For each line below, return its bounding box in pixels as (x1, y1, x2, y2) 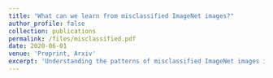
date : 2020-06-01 (8, 42, 67, 50)
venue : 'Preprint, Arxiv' (8, 50, 96, 58)
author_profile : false (8, 19, 85, 28)
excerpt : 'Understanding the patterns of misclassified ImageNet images (8, 58, 260, 66)
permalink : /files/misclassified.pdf (8, 34, 136, 43)
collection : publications (8, 27, 96, 35)
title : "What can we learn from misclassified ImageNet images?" (8, 11, 234, 20)
